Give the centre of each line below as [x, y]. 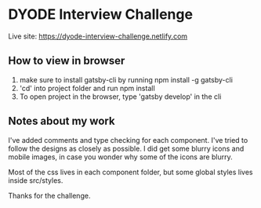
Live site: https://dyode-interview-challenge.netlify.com [98, 36]
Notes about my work [62, 121]
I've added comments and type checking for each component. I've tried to [128, 140]
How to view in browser [67, 61]
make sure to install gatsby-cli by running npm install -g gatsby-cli [126, 79]
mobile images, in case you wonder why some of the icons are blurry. [120, 157]
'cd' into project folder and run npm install [87, 88]
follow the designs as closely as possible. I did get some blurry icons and [126, 148]
